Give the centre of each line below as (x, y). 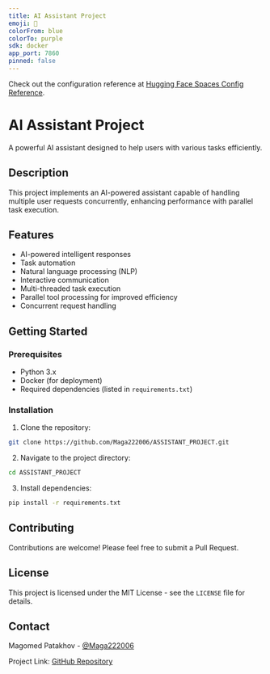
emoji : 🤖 (23, 23)
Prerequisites (35, 354)
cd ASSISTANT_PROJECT (45, 473)
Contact (29, 627)
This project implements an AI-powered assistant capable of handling (124, 192)
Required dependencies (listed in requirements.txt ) (106, 390)
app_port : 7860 (34, 53)
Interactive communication (64, 280)
